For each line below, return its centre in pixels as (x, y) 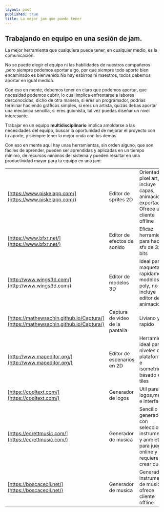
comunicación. (20, 55)
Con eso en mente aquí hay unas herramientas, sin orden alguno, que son (79, 145)
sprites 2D (121, 200)
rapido (146, 324)
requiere (149, 458)
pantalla (118, 330)
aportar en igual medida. (30, 81)
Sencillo (148, 409)
